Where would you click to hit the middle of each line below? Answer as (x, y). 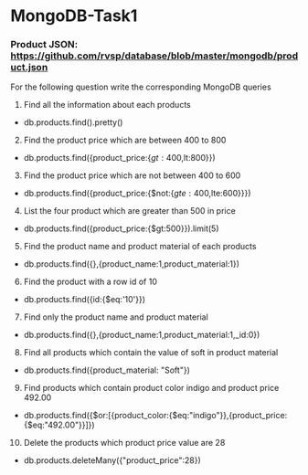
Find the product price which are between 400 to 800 (125, 140)
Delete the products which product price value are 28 (124, 443)
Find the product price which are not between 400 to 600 (132, 175)
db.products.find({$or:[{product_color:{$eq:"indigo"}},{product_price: (155, 416)
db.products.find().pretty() (73, 122)
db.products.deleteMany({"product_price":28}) (112, 460)
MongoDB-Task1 (74, 16)
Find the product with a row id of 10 (90, 282)
